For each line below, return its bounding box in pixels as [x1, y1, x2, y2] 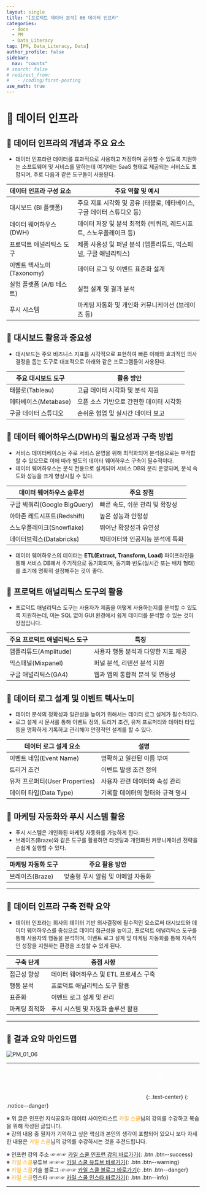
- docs [12, 26, 29, 33]
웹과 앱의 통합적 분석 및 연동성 [94, 670, 176, 679]
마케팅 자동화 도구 [9, 860, 58, 869]
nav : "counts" [12, 60, 48, 66]
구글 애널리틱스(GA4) [9, 670, 69, 679]
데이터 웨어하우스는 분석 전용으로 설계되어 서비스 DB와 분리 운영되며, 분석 [15, 464, 191, 472]
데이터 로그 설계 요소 [24, 742, 81, 751]
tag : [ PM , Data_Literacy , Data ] [6, 44, 89, 50]
